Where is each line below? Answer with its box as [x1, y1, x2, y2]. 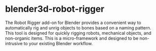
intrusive [5, 40, 23, 46]
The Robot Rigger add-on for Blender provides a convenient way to [5, 20, 141, 25]
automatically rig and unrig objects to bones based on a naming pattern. [5, 25, 152, 30]
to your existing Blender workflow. [24, 40, 93, 46]
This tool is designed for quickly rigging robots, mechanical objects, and [5, 30, 152, 36]
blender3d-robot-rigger [5, 3, 105, 15]
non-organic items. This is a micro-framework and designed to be [5, 35, 139, 41]
